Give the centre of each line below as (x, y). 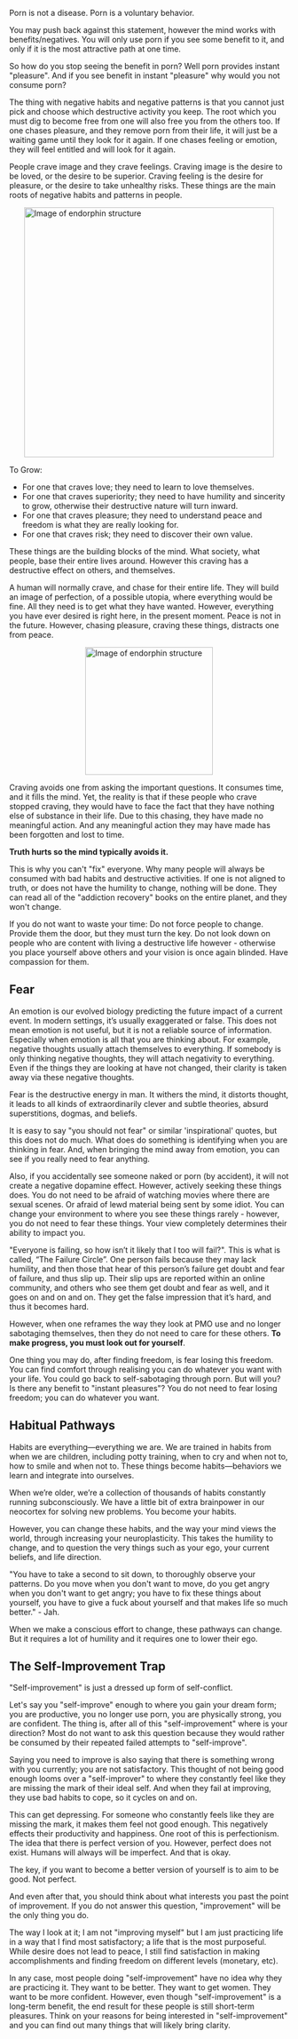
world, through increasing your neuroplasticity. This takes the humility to (141, 1538)
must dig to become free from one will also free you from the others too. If (145, 121)
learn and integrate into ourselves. (72, 1475)
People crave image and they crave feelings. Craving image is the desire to (146, 167)
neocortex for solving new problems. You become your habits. (123, 1511)
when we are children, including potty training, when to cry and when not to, (149, 1456)
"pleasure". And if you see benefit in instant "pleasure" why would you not (145, 76)
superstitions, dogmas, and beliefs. (73, 1113)
